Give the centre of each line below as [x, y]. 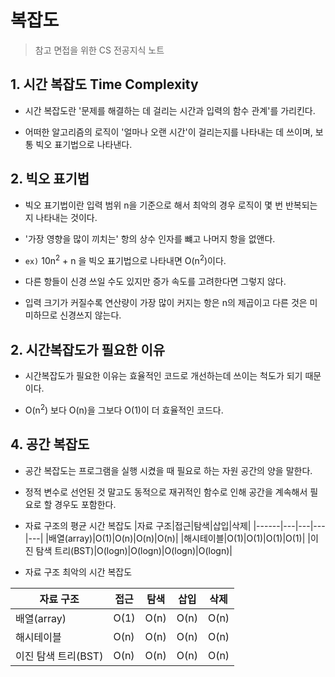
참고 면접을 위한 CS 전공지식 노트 [99, 50]
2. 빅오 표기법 [50, 179]
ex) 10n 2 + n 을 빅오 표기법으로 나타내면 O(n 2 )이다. [125, 259]
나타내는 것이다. [66, 217]
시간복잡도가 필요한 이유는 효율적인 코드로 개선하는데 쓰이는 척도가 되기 [163, 376]
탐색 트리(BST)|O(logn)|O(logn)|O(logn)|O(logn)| [134, 550]
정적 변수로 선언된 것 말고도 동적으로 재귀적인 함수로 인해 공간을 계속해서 [166, 492]
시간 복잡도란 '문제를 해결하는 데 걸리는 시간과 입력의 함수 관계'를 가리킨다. [170, 110]
